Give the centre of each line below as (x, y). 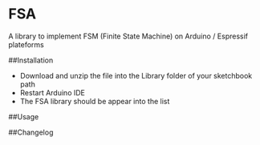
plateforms (26, 44)
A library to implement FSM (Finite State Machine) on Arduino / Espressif (128, 36)
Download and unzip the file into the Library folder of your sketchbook (136, 75)
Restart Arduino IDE (53, 92)
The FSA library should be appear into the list (95, 101)
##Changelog (31, 132)
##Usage (24, 116)
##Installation (31, 60)
